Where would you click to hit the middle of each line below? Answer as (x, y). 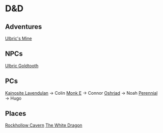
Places (16, 114)
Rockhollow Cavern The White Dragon (44, 125)
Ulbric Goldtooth (22, 66)
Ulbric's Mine (18, 38)
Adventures (24, 27)
